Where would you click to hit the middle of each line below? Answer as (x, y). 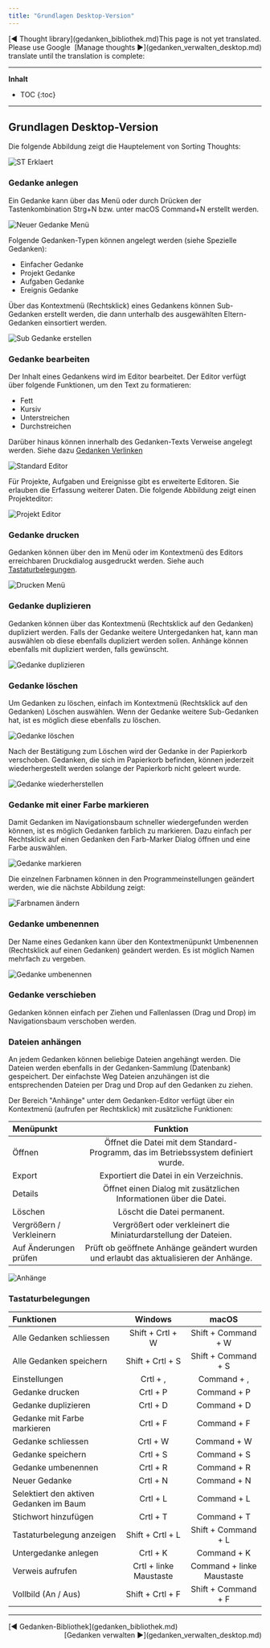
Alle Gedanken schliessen (61, 1338)
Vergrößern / (37, 1225)
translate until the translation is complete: (77, 55)
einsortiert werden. (75, 322)
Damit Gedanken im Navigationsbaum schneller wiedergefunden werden (129, 822)
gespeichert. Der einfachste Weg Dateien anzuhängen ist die (109, 1076)
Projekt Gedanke (47, 273)
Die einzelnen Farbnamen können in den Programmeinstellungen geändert (131, 879)
